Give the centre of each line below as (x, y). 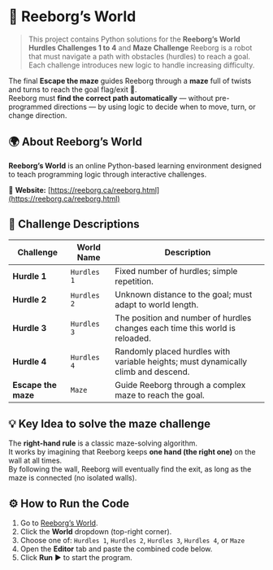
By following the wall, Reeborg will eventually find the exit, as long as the (130, 469)
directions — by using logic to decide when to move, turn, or (154, 107)
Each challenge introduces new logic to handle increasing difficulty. (141, 65)
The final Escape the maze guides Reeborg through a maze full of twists (130, 80)
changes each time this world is (175, 328)
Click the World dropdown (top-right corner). (96, 532)
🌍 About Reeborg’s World (75, 142)
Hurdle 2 (30, 299)
